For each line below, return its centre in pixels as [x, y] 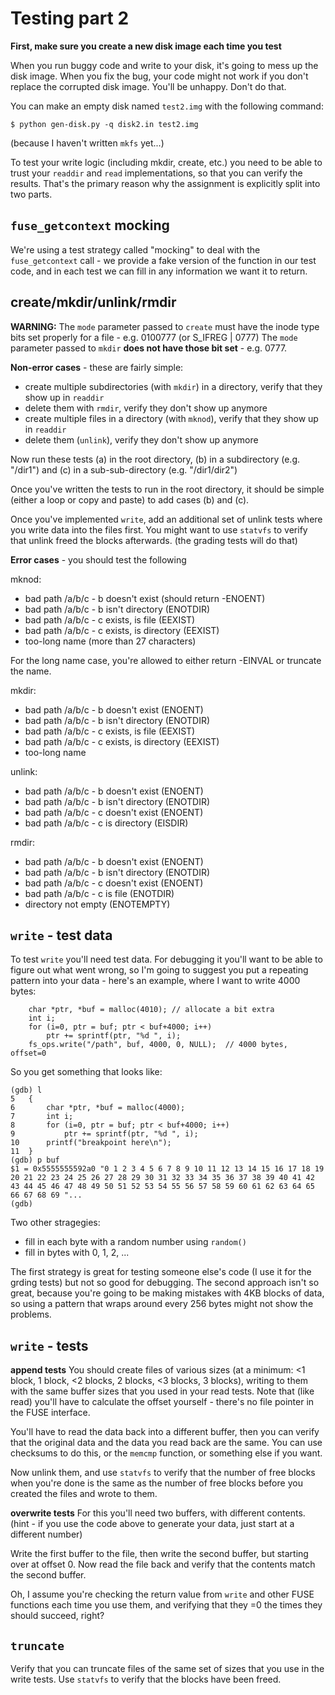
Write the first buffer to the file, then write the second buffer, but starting [159, 1554]
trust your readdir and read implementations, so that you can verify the [156, 173]
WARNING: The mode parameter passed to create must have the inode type [165, 326]
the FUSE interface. [50, 1413]
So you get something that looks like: [86, 1072]
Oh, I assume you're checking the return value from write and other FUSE [162, 1594]
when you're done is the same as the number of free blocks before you [156, 1483]
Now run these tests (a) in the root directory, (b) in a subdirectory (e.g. [155, 459]
